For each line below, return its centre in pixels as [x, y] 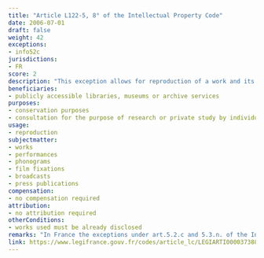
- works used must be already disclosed [75, 228]
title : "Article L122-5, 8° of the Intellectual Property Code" [115, 15]
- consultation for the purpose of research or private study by [117, 118]
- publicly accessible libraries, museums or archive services [114, 96]
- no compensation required [54, 198]
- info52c [24, 52]
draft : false [29, 30]
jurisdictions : [33, 60]
